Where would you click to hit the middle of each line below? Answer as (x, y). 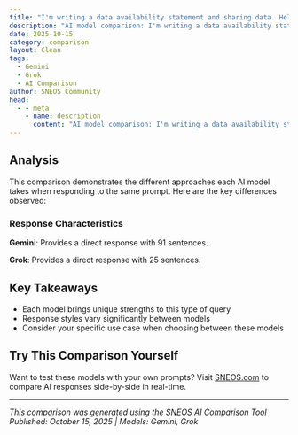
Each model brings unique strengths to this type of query (126, 309)
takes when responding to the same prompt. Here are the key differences (143, 190)
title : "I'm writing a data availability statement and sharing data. (142, 17)
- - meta (33, 108)
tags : (19, 58)
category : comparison (49, 42)
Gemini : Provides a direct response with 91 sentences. (109, 243)
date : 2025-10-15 (41, 34)
